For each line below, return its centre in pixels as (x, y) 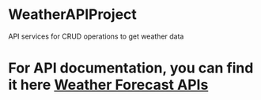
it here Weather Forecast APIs (108, 85)
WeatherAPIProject (72, 15)
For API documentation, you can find (131, 68)
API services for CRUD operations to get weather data (96, 36)
